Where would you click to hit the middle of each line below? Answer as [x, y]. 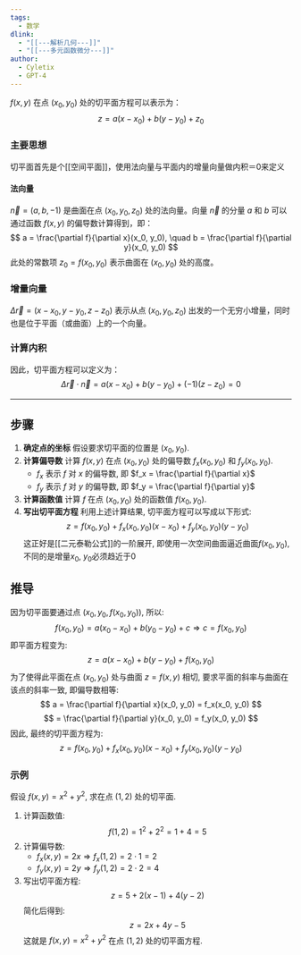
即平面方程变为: [39, 646]
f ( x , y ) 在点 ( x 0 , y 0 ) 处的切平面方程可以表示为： [96, 103]
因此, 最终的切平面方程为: [57, 733]
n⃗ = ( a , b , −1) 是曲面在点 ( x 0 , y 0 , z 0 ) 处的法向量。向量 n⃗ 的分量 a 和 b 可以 [149, 211]
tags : [20, 17]
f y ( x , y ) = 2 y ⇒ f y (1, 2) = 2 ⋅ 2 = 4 [98, 869]
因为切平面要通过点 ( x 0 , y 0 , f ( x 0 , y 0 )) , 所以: [87, 613]
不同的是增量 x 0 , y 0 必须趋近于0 [79, 557]
